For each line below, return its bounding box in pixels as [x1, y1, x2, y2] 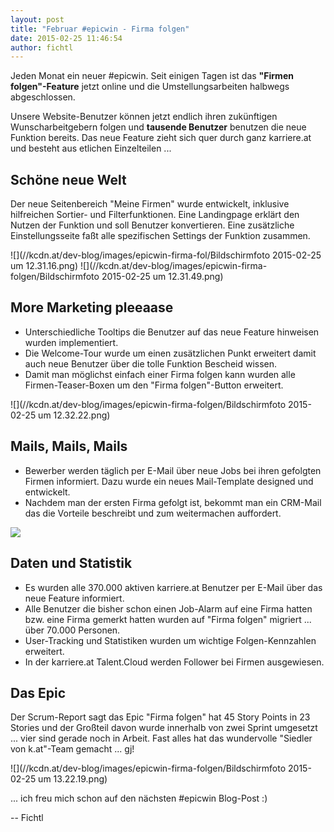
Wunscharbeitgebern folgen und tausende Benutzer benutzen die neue [10, 121, 307, 133]
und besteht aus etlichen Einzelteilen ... [10, 142, 172, 155]
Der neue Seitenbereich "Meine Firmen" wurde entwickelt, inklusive [10, 198, 290, 210]
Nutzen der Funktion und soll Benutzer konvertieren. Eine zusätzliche [10, 219, 295, 231]
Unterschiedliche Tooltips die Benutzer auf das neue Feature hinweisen [24, 326, 320, 338]
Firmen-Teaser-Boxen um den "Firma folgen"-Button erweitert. [24, 379, 284, 391]
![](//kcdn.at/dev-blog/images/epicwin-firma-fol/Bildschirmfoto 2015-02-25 [10, 249, 322, 261]
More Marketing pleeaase [10, 299, 174, 316]
